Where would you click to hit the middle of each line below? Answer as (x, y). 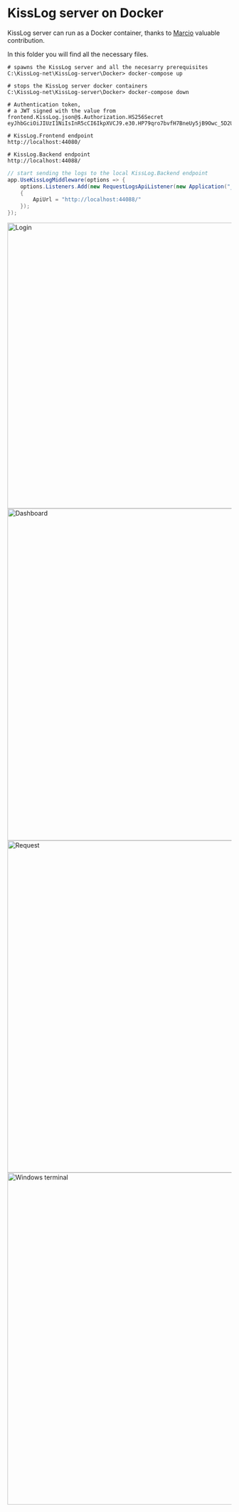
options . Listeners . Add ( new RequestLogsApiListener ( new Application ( (124, 187)
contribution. (26, 40)
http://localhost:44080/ (44, 142)
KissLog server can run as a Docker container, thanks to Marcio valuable (114, 33)
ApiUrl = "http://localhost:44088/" (87, 200)
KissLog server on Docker (85, 13)
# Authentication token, (44, 105)
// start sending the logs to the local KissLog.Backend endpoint (108, 173)
